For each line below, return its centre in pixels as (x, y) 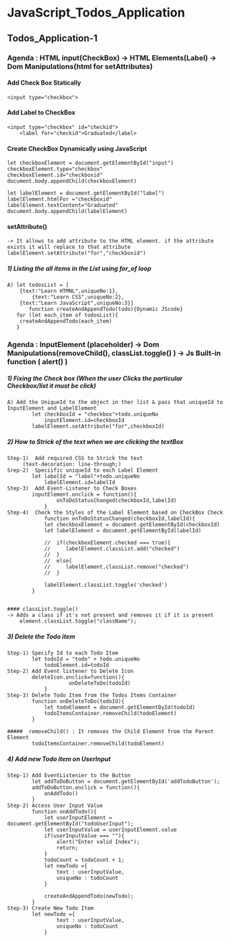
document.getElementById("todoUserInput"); (71, 824)
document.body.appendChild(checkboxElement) (72, 181)
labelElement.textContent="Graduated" (63, 206)
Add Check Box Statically (44, 83)
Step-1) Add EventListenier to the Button (69, 776)
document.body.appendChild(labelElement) (67, 212)
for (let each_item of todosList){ (67, 315)
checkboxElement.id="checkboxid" (55, 175)
